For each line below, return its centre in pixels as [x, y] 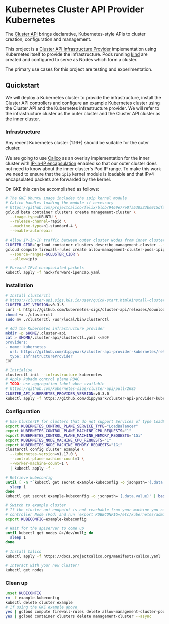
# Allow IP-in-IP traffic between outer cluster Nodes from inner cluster [85, 240]
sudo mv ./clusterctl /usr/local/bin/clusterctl [57, 319]
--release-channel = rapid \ [38, 222]
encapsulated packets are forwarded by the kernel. [58, 179]
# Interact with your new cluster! [43, 565]
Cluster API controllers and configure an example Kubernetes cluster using [82, 103]
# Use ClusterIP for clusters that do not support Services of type [78, 422]
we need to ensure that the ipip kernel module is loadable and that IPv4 [80, 174]
